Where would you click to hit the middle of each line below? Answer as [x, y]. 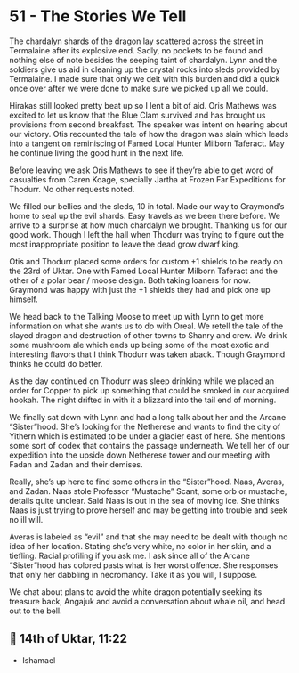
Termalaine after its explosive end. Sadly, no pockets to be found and [136, 50]
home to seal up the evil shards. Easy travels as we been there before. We [145, 215]
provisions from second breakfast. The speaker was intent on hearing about [148, 124]
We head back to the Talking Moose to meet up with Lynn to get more [137, 316]
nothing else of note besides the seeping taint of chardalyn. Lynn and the [143, 60]
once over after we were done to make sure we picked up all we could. [139, 88]
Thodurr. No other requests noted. [72, 189]
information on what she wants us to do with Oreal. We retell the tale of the [146, 326]
